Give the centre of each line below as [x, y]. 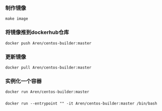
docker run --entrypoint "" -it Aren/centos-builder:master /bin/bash [81, 104]
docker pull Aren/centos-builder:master [49, 67]
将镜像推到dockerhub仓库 [37, 32]
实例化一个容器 [24, 81]
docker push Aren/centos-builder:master [49, 43]
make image [17, 19]
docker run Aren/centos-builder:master [47, 92]
